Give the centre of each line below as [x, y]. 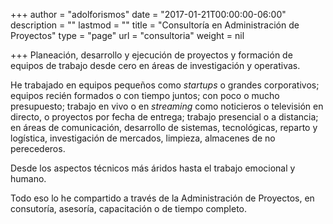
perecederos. [38, 148]
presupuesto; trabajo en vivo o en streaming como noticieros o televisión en [167, 106]
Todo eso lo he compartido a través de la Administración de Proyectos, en [162, 198]
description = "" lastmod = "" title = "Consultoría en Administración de [155, 25]
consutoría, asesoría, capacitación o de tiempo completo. [129, 208]
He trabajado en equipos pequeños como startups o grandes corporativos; [165, 85]
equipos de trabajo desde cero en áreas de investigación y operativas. [155, 65]
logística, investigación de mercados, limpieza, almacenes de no [143, 138]
